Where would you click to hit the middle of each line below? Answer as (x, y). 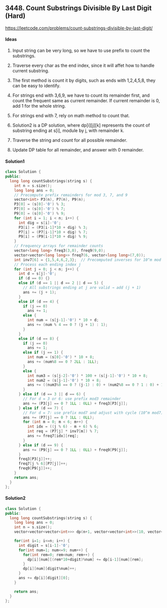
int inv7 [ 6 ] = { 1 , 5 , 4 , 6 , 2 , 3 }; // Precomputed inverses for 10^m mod (88, 260)
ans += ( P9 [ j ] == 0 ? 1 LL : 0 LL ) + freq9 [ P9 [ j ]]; (76, 450)
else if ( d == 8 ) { (38, 338)
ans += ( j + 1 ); (40, 292)
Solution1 (15, 161)
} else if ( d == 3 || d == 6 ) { (52, 394)
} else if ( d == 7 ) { (41, 408)
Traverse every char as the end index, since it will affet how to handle (83, 66)
